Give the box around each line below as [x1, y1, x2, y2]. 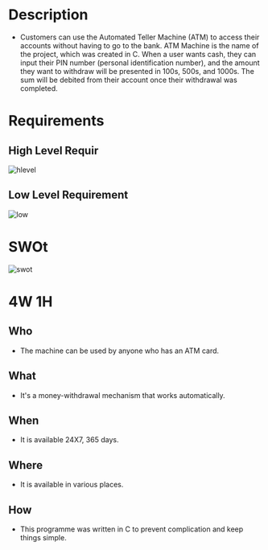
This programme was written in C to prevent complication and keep [19, 524, 244, 534]
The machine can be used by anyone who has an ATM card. [19, 346, 220, 355]
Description [8, 6, 89, 24]
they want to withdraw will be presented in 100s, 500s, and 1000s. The [19, 66, 255, 76]
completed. [19, 83, 58, 93]
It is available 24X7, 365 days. [19, 435, 119, 445]
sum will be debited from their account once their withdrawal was [19, 75, 237, 84]
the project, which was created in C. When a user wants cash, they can [19, 49, 257, 59]
